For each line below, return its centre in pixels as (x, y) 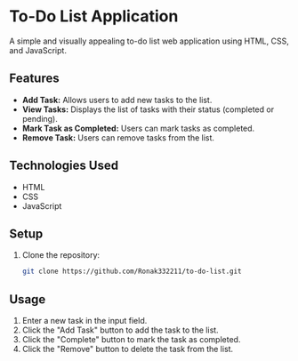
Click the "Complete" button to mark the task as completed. (131, 340)
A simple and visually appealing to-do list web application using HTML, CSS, (149, 41)
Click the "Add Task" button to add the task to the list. (121, 330)
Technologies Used (64, 166)
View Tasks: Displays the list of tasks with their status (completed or (148, 109)
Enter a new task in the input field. (85, 321)
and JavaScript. (38, 50)
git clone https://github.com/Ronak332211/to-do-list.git (132, 272)
